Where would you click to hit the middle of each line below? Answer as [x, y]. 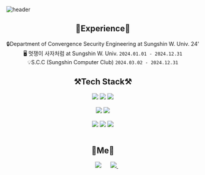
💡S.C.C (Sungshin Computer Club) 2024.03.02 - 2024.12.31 [103, 62]
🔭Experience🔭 [103, 28]
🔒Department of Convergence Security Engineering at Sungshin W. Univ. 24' [103, 43]
